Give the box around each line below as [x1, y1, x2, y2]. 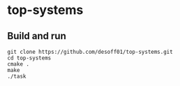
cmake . [7, 61, 30, 68]
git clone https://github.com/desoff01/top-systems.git [7, 48, 173, 55]
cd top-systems [7, 55, 52, 62]
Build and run [7, 30, 66, 42]
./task [7, 73, 27, 80]
